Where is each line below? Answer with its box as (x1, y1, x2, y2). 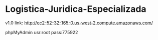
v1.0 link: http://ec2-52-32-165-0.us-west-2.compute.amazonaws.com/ (5, 20, 153, 26)
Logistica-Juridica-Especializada (5, 3, 146, 15)
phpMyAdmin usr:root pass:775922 (5, 29, 78, 35)
